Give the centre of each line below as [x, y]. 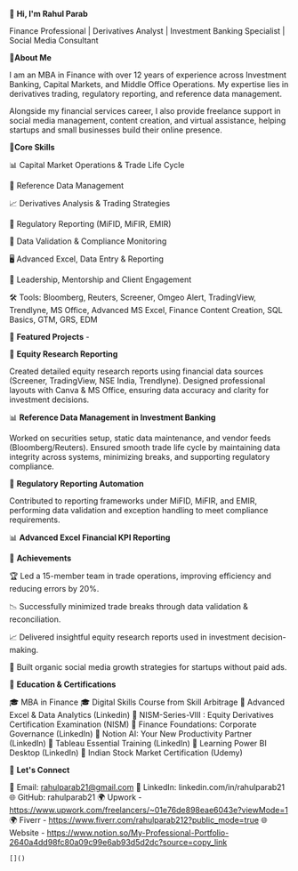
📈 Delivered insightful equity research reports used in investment [129, 637]
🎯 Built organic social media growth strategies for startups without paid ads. [148, 667]
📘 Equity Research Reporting [64, 354]
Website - [27, 833]
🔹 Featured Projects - [49, 337]
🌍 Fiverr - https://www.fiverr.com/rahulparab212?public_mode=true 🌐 [138, 820]
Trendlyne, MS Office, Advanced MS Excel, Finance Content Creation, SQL [146, 310]
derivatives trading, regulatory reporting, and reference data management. [146, 94]
